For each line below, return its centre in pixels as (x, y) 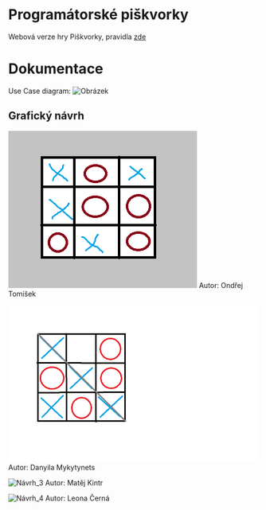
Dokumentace (56, 69)
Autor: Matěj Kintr (74, 482)
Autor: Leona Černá (77, 498)
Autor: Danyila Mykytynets (52, 467)
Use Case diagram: (40, 91)
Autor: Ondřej (221, 285)
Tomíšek (22, 294)
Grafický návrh (47, 116)
